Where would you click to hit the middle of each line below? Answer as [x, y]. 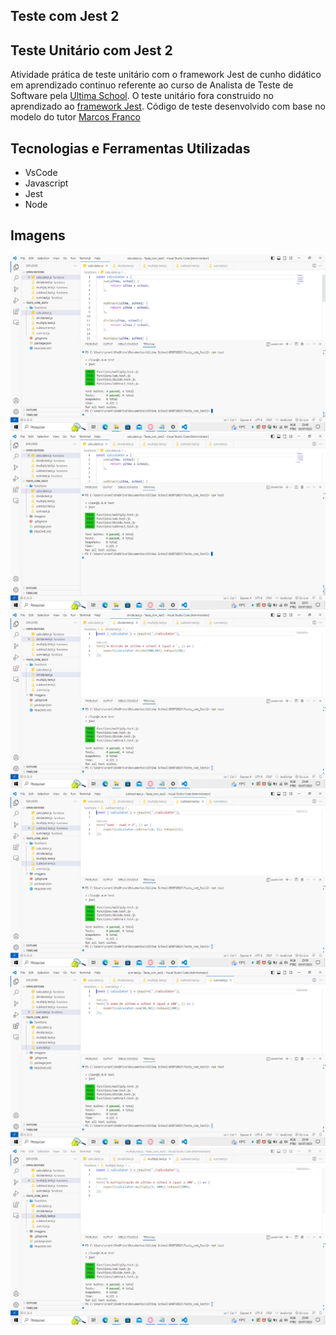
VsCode [41, 173]
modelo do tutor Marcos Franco [75, 117]
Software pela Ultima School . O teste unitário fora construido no [142, 96]
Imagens [38, 235]
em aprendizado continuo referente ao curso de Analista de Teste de [152, 85]
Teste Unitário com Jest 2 [91, 50]
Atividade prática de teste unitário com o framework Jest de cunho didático [166, 75]
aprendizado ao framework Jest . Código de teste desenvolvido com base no [168, 106]
